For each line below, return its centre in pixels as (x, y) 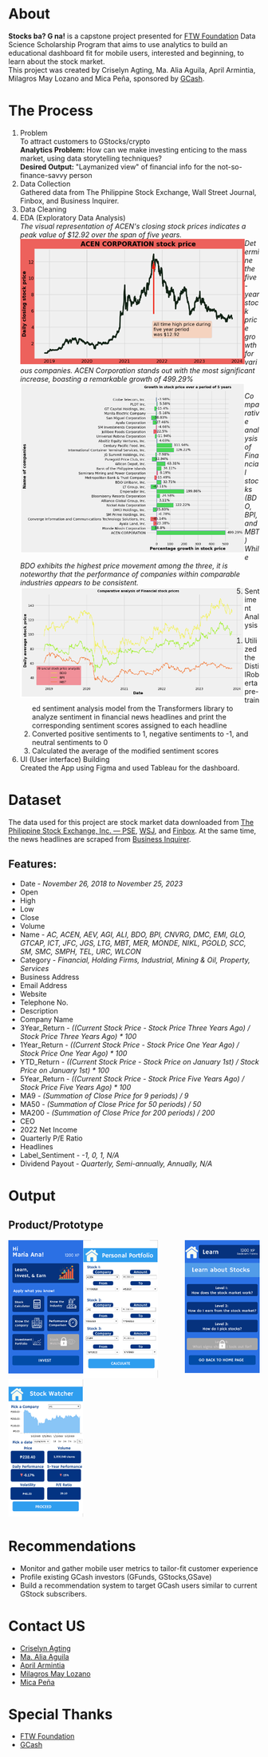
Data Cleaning (43, 209)
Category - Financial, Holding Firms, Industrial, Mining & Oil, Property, (135, 960)
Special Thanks (61, 1714)
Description (39, 1010)
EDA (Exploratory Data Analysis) (73, 217)
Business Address (49, 977)
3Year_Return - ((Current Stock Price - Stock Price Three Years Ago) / (135, 1028)
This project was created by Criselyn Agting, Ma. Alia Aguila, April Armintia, (132, 69)
